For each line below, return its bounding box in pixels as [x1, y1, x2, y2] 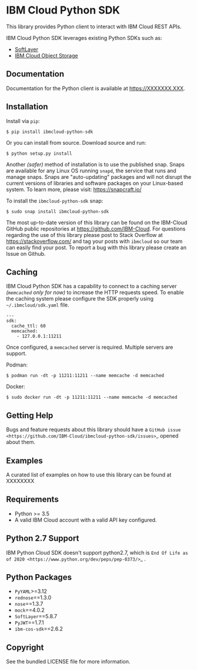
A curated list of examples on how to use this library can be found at [6, 471, 172, 478]
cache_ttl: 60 [11, 323, 46, 329]
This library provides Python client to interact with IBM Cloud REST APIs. [6, 23, 182, 30]
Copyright [6, 642, 44, 652]
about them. [6, 439, 35, 446]
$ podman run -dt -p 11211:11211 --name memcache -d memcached [6, 373, 165, 379]
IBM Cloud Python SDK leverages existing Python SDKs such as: [6, 34, 162, 41]
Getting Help [6, 410, 54, 421]
